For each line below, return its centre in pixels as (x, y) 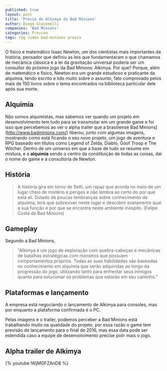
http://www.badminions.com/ (37, 132)
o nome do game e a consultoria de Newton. (51, 159)
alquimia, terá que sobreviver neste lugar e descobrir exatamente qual (89, 202)
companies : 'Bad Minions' (32, 28)
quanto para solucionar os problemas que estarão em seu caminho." (87, 277)
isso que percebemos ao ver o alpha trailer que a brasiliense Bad (72, 127)
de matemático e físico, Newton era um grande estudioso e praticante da (80, 73)
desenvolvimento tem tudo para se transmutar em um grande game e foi (80, 122)
